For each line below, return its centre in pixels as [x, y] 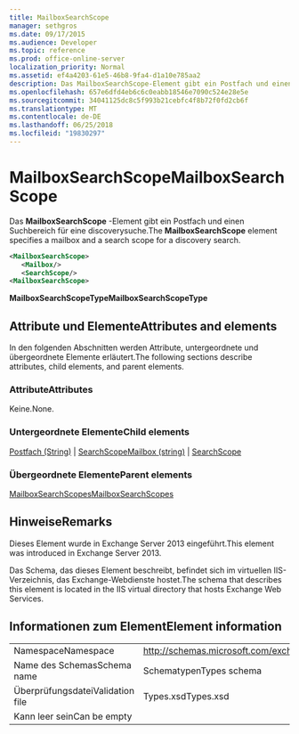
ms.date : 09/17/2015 [48, 34]
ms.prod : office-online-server [67, 59]
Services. [27, 599]
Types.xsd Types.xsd [186, 696]
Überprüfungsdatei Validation [74, 690]
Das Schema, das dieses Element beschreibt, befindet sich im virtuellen [141, 570]
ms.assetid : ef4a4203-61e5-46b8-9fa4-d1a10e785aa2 [105, 76]
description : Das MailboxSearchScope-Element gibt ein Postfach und [139, 84]
